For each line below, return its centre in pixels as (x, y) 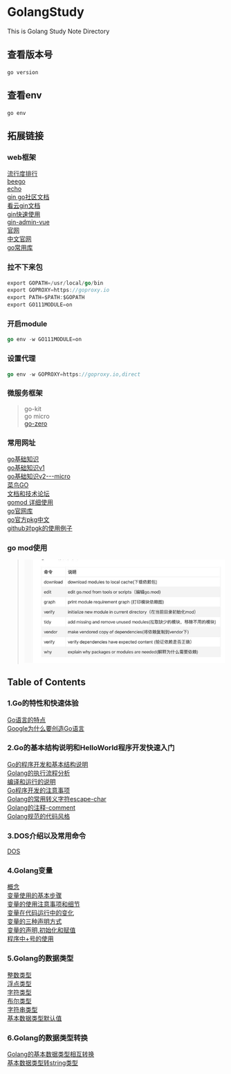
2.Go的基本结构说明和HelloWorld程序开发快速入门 (91, 748)
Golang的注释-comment (41, 808)
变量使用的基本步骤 (35, 895)
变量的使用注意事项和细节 (44, 904)
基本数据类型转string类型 (43, 1063)
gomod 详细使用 (30, 502)
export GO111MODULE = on (40, 305)
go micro (37, 416)
